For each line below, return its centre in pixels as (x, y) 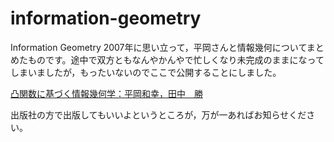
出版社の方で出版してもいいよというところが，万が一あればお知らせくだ (158, 114)
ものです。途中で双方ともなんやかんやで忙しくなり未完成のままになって (176, 59)
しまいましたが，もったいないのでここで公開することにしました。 (146, 72)
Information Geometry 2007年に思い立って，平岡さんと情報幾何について (158, 47)
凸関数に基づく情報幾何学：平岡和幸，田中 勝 (106, 93)
